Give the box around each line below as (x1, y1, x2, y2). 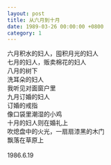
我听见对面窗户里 (7, 84, 56, 92)
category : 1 (7, 29, 42, 37)
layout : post (7, 10, 45, 17)
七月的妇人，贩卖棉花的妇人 (7, 58, 87, 67)
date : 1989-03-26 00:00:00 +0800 (7, 23, 104, 30)
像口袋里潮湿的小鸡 (7, 110, 62, 119)
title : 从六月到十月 (7, 17, 60, 24)
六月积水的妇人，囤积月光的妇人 (7, 49, 99, 58)
